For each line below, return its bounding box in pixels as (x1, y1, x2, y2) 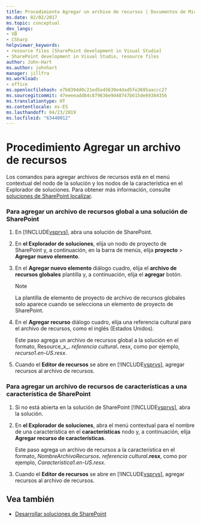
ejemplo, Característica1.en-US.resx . (14, 459, 106, 466)
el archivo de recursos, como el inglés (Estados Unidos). (14, 325, 154, 332)
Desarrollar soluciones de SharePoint (14, 510, 106, 517)
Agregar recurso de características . (14, 434, 106, 441)
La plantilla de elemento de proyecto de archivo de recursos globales (14, 294, 185, 301)
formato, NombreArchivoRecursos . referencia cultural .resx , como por (14, 452, 187, 459)
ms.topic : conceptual (6, 20, 60, 26)
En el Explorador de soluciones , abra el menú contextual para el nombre (14, 422, 195, 429)
